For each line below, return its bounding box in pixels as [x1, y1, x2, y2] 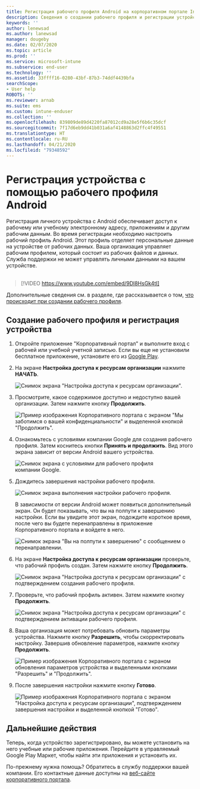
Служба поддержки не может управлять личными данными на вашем [6, 255, 186, 263]
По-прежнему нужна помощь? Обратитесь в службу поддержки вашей [6, 763, 189, 771]
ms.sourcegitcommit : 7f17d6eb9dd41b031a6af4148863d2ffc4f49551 [6, 125, 167, 131]
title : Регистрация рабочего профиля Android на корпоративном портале [6, 8, 187, 15]
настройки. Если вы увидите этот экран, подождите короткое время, [14, 513, 192, 521]
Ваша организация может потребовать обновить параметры [14, 627, 170, 634]
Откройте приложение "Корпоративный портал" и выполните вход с [14, 340, 190, 347]
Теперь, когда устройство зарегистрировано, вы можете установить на [6, 739, 190, 746]
